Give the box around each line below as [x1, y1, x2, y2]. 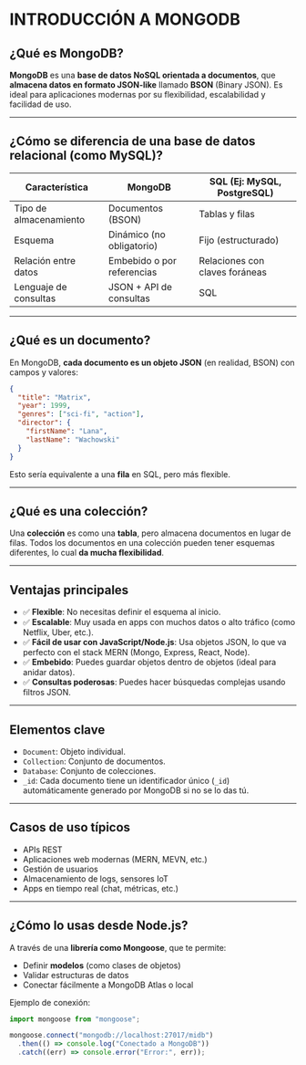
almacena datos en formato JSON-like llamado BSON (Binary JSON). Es [9, 79, 283, 90]
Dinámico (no [107, 228, 166, 241]
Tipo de [14, 202, 47, 214]
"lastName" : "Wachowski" [25, 434, 120, 444]
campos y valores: [9, 366, 79, 378]
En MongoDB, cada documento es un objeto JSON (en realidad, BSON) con [9, 357, 295, 368]
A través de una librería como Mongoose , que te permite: [9, 942, 227, 953]
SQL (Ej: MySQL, [209, 174, 282, 187]
